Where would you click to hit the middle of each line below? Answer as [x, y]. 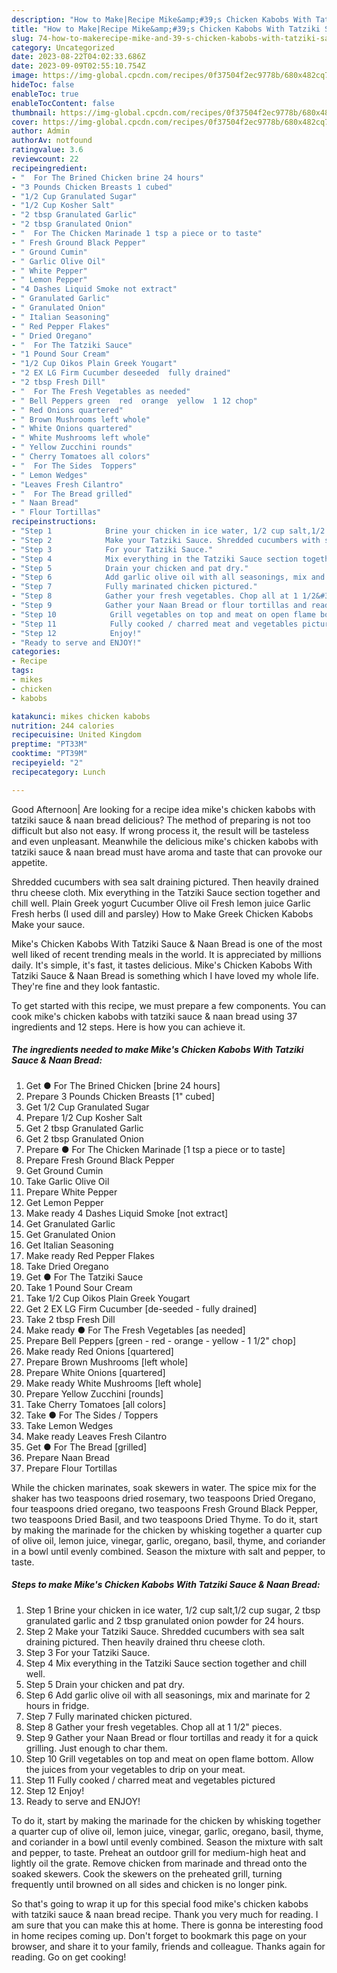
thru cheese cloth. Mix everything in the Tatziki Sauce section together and [166, 892]
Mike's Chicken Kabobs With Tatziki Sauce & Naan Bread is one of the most [167, 943]
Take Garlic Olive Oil [67, 1181]
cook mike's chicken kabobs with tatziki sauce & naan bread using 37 [154, 1016]
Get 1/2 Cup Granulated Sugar [87, 1107]
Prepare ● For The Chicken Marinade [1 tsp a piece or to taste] [155, 1149]
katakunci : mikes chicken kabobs [81, 716]
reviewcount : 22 [45, 159]
